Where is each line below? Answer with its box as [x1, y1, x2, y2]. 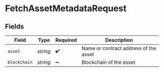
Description [105, 37, 133, 43]
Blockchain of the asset [81, 59, 136, 66]
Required [55, 37, 77, 43]
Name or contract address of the [81, 45, 157, 52]
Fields [5, 22, 24, 31]
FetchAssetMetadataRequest [5, 3, 127, 14]
